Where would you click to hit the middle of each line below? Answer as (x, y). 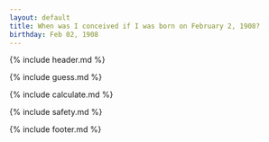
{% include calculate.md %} (61, 94)
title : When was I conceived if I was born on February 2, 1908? (134, 26)
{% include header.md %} (57, 60)
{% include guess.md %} (56, 77)
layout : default (40, 18)
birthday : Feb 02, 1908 (54, 34)
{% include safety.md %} (56, 112)
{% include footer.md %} (56, 129)
